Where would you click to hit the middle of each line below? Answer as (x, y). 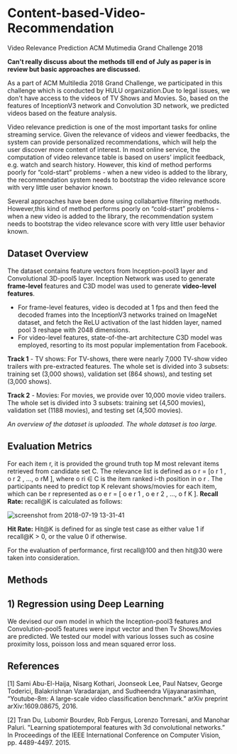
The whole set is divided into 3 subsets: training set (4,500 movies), (106, 402)
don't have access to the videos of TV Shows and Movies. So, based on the (118, 98)
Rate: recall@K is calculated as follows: (65, 501)
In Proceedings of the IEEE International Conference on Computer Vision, (114, 735)
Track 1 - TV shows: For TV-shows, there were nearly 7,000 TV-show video (117, 359)
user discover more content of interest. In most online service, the (104, 149)
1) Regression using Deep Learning (86, 604)
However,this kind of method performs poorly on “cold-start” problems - (113, 208)
